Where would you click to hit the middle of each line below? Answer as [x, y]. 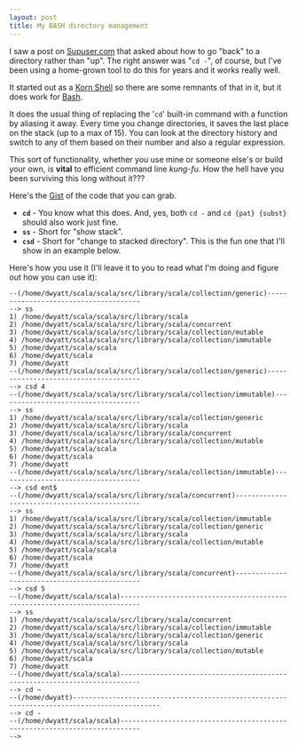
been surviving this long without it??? [77, 178]
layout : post [33, 17]
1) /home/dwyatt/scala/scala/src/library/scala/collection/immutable [141, 519]
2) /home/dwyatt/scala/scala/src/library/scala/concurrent [121, 324]
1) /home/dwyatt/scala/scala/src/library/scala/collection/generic [137, 417]
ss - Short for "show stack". [73, 231]
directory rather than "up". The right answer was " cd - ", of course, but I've [145, 60]
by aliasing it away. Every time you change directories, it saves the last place [149, 123]
